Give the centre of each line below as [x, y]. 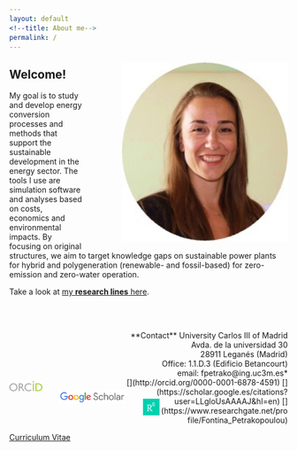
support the [30, 143]
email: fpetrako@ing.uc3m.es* [232, 373]
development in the [44, 162]
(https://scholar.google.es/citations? [222, 392]
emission [26, 275]
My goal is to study [44, 96]
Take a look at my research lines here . [80, 292]
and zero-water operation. [91, 275]
